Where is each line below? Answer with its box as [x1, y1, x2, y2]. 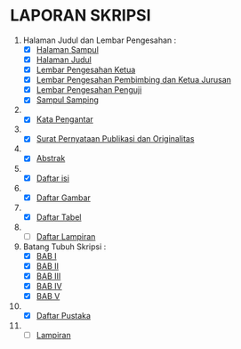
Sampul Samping [36, 94, 99, 105]
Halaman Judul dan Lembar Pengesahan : [22, 35, 177, 45]
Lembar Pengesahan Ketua [36, 64, 136, 76]
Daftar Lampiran [36, 231, 96, 241]
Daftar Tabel [36, 211, 82, 223]
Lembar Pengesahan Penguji [36, 85, 142, 95]
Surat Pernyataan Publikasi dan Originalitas [36, 134, 195, 144]
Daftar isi [36, 173, 70, 183]
